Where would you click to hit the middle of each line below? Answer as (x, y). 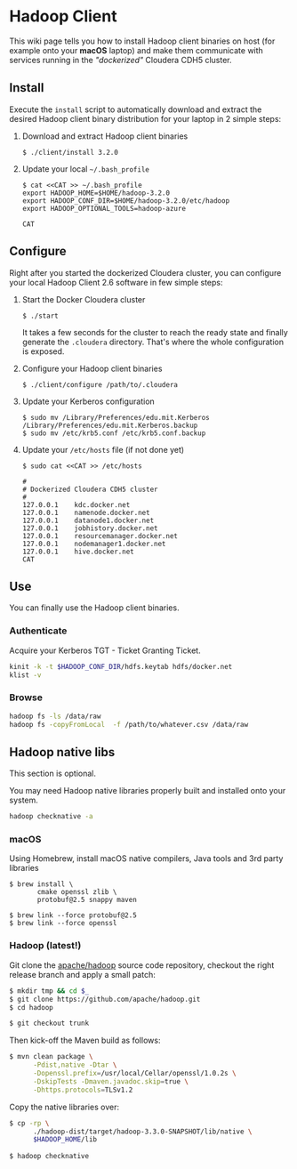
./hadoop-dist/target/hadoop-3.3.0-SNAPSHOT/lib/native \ (142, 1132)
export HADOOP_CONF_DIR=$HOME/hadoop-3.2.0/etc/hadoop (126, 201)
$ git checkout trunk (49, 1024)
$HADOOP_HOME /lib (65, 1140)
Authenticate (38, 631)
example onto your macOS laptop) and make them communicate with (136, 50)
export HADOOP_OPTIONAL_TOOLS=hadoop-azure (104, 208)
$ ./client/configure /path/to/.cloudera (100, 384)
